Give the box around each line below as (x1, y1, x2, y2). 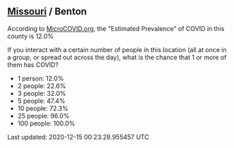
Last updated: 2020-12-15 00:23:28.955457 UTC (7, 132, 149, 141)
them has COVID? (7, 60, 58, 69)
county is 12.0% (7, 32, 54, 40)
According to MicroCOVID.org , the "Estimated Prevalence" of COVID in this (7, 24, 225, 32)
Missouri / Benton (7, 6, 87, 18)
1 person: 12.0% (17, 74, 64, 82)
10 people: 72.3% (17, 104, 68, 112)
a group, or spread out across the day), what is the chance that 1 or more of (7, 53, 227, 61)
